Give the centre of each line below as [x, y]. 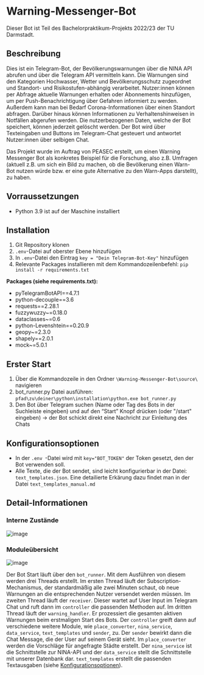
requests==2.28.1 [37, 306]
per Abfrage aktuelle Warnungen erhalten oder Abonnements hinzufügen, [99, 94]
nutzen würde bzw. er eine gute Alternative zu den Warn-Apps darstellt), [107, 171]
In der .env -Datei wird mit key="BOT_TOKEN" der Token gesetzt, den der [104, 458]
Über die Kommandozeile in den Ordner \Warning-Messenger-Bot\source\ [106, 379]
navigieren [28, 386]
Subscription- [164, 581]
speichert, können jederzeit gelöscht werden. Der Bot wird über [86, 127]
